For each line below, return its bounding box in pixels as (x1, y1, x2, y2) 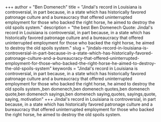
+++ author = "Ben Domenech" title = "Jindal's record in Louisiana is (5, 4, 142, 10)
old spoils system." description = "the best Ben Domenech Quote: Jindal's (5, 25, 153, 30)
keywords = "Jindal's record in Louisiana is (52, 66, 138, 71)
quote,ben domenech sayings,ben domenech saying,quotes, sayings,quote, (5, 91, 157, 97)
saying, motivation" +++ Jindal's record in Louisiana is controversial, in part (5, 96, 156, 102)
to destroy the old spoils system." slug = (5, 45, 85, 51)
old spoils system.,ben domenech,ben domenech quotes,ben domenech (5, 86, 150, 92)
